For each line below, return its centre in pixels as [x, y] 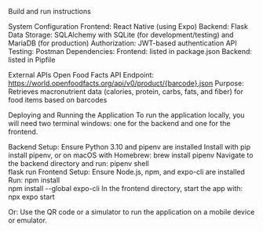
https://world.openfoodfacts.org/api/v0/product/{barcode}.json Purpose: [126, 83]
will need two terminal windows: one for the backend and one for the [119, 123]
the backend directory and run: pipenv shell [79, 163]
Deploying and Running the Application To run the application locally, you [126, 115]
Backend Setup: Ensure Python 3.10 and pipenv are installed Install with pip [130, 147]
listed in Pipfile [32, 60]
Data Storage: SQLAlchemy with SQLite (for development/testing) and [121, 35]
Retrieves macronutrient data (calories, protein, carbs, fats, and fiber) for [126, 92]
